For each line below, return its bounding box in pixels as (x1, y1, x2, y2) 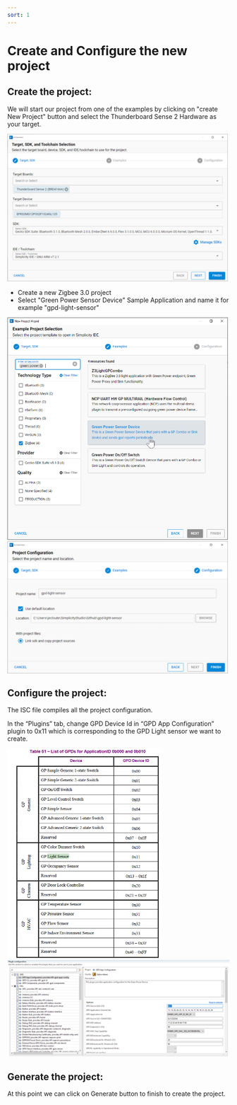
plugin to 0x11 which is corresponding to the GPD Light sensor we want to (7, 727, 221, 736)
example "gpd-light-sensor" (17, 303, 99, 311)
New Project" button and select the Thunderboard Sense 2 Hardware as (7, 112, 217, 120)
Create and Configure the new (7, 42, 188, 59)
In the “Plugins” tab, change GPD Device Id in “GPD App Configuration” (7, 719, 214, 728)
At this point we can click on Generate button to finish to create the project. (7, 1089, 226, 1098)
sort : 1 (7, 11, 30, 18)
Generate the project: (7, 1070, 104, 1082)
